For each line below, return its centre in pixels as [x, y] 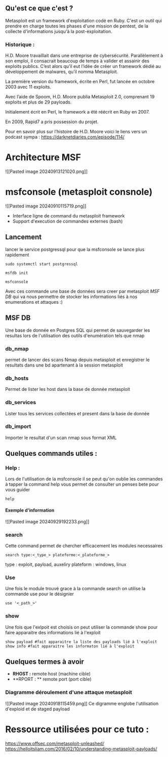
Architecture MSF [43, 157]
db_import [18, 426]
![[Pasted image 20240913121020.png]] [46, 171]
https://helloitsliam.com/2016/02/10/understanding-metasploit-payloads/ [81, 749]
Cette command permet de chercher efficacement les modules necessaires [84, 546]
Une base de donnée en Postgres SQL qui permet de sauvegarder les [78, 330]
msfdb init [17, 273]
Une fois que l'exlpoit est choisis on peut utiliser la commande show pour [81, 627]
